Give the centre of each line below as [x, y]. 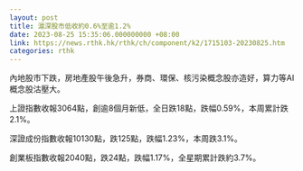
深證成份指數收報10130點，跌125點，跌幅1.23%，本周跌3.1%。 [126, 139]
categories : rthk [42, 51]
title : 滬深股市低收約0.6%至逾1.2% [70, 26]
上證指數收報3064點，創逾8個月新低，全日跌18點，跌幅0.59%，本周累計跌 [149, 108]
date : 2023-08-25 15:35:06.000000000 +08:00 [95, 34]
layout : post [34, 18]
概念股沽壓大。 [37, 89]
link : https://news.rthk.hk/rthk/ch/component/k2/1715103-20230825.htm [147, 43]
